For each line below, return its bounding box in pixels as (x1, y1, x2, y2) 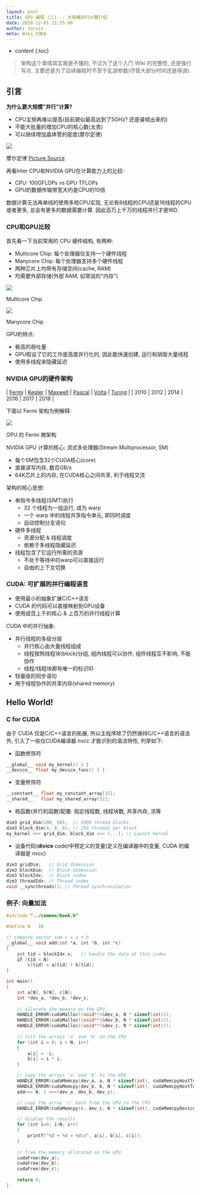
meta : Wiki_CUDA (6, 31, 46, 37)
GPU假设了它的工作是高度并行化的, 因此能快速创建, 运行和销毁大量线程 (14, 351, 189, 358)
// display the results (17, 1116, 76, 1122)
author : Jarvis (6, 25, 44, 32)
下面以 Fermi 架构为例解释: (6, 407, 71, 415)
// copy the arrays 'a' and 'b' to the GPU (17, 1072, 127, 1078)
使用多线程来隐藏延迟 (14, 358, 67, 366)
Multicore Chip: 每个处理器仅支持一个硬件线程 (14, 250, 127, 257)
